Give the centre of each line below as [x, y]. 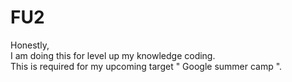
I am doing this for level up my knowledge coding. [113, 55]
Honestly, [30, 45]
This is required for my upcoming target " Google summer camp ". [146, 66]
